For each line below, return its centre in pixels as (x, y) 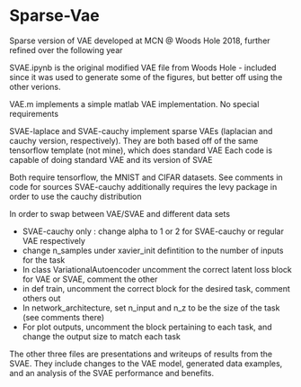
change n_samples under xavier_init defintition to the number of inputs (153, 250)
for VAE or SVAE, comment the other (90, 279)
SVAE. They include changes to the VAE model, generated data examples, (146, 363)
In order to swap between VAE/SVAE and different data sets (120, 213)
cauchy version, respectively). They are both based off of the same (134, 140)
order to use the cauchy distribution (75, 196)
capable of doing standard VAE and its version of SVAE (111, 159)
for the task (44, 260)
